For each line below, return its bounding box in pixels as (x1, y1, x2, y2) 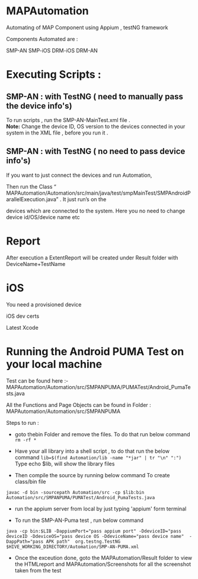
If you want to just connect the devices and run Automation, (6, 171, 152, 179)
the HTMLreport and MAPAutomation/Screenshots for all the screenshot (14, 561, 191, 568)
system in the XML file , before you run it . (6, 129, 108, 136)
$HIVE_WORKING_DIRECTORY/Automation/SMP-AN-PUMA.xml (6, 543, 139, 550)
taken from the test (14, 567, 62, 574)
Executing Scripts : (6, 68, 102, 82)
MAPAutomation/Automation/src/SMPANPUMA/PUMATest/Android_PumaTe (6, 383, 191, 390)
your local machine (6, 357, 103, 371)
